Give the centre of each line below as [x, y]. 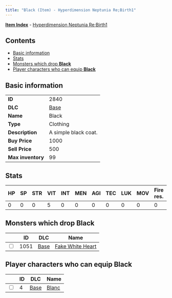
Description [23, 133]
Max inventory [26, 158]
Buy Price [20, 141]
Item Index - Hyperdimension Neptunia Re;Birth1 [56, 25]
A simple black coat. [73, 133]
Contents [20, 41]
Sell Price [20, 149]
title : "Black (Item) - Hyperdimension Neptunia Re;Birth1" [71, 10]
